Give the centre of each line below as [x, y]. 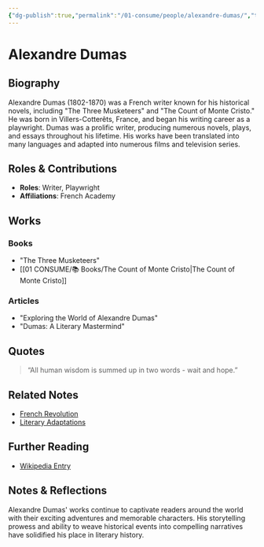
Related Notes [43, 395]
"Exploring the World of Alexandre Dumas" [89, 318]
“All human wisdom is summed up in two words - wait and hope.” [132, 370]
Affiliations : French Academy [68, 196]
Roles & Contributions [63, 169]
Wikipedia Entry [45, 466]
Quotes [27, 351]
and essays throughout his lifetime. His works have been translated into [124, 135]
